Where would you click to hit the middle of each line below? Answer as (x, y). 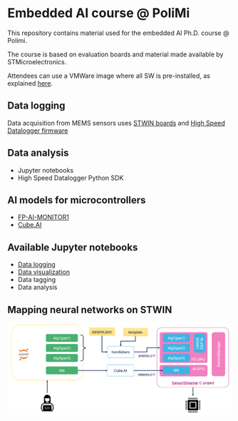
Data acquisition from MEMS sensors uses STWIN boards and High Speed (117, 123)
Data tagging (37, 280)
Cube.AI (30, 225)
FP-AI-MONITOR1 (43, 217)
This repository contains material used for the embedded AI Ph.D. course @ (118, 33)
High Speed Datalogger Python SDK (71, 178)
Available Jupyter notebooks (73, 247)
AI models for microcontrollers (77, 200)
